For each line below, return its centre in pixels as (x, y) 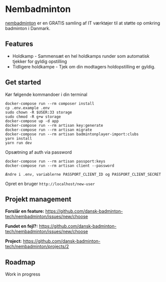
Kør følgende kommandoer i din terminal (46, 94)
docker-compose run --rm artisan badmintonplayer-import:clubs (72, 134)
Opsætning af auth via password (39, 152)
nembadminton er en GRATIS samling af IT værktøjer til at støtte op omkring (83, 23)
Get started (23, 83)
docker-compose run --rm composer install (50, 103)
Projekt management (38, 199)
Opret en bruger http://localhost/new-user (50, 184)
